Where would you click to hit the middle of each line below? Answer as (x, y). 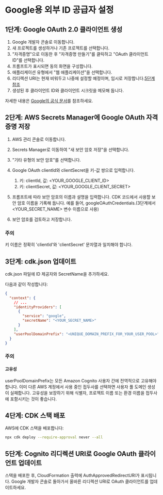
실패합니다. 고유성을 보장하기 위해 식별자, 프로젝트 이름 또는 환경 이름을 (77, 393)
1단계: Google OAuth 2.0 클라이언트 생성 (64, 29)
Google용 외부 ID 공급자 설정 (59, 10)
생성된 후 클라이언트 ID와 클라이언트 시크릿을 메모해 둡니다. (68, 91)
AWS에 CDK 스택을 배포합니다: (34, 428)
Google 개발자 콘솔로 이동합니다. (43, 42)
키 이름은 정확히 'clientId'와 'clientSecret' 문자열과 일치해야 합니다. (69, 245)
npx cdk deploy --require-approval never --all (54, 437)
